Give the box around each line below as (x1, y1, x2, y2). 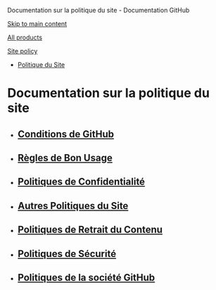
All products (7, 33, 43, 42)
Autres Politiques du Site (17, 200, 129, 212)
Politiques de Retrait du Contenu (17, 224, 163, 236)
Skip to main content (7, 20, 68, 27)
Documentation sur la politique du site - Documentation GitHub (7, 6, 190, 14)
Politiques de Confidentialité (17, 176, 146, 188)
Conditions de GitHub (17, 128, 115, 140)
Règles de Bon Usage (17, 151, 113, 164)
